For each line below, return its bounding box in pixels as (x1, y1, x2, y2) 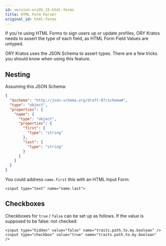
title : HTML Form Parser (5, 12, 57, 17)
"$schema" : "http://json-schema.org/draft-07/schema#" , (9, 98, 128, 103)
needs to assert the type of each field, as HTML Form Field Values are (5, 35, 149, 41)
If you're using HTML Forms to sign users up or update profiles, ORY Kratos (5, 30, 160, 36)
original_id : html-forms (5, 16, 57, 21)
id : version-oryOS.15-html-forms (5, 7, 75, 12)
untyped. (5, 41, 24, 47)
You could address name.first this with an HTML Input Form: (5, 177, 130, 183)
